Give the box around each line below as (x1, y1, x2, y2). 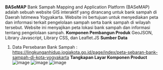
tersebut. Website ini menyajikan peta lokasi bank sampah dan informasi (5, 25, 150, 30)
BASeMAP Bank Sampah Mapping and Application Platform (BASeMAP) (5, 4, 150, 10)
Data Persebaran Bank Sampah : (12, 44, 78, 50)
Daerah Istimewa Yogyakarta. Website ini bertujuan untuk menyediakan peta (5, 14, 159, 20)
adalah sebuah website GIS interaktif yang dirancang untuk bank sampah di (5, 9, 157, 15)
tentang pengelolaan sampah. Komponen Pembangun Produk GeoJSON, (5, 30, 153, 35)
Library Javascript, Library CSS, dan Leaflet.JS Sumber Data (5, 35, 128, 41)
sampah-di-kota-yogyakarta (12, 55, 69, 60)
